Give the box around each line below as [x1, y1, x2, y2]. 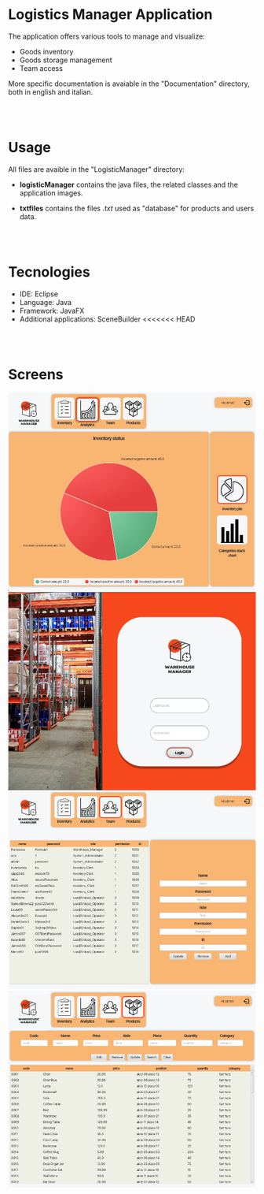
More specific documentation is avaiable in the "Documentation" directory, [8, 79, 250, 88]
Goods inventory [19, 46, 74, 56]
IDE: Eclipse [19, 289, 59, 299]
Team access [19, 63, 63, 73]
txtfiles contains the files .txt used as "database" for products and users [19, 203, 255, 213]
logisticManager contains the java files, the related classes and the [19, 180, 238, 189]
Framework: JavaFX [19, 306, 85, 315]
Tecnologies [8, 263, 90, 281]
